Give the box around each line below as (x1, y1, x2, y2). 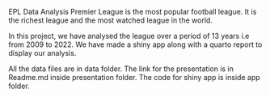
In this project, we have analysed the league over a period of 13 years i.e (8, 32, 250, 40)
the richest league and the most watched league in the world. (8, 15, 213, 25)
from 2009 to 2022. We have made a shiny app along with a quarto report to (8, 40, 263, 49)
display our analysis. (8, 48, 77, 57)
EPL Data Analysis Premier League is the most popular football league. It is (8, 7, 257, 16)
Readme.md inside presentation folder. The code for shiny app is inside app (8, 73, 260, 82)
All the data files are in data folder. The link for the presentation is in (8, 64, 234, 74)
